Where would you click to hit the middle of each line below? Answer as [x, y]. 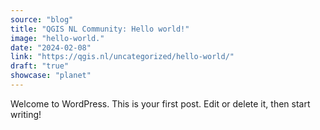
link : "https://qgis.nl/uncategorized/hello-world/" [122, 57]
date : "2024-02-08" [51, 47]
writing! [26, 114]
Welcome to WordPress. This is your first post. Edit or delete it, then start [160, 103]
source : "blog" [42, 19]
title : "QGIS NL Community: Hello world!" [100, 29]
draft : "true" [40, 66]
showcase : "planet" [51, 76]
